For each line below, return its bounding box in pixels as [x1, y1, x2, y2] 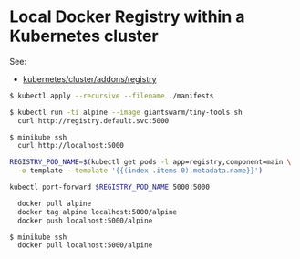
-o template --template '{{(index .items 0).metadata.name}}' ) [17, 166, 263, 175]
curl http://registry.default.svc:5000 [17, 116, 170, 125]
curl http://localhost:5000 [17, 141, 125, 150]
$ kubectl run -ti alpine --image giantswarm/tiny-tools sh [9, 108, 243, 117]
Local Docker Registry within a [9, 6, 245, 27]
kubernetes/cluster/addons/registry [22, 73, 157, 84]
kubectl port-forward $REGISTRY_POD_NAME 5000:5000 [9, 182, 210, 192]
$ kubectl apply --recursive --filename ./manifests [9, 91, 214, 100]
